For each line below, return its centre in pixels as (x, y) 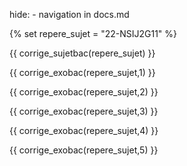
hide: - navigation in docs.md (69, 14)
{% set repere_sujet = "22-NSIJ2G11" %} (93, 33)
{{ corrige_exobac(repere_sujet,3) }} (84, 111)
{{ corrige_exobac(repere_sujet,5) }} (84, 150)
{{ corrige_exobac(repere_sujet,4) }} (84, 130)
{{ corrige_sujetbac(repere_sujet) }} (82, 53)
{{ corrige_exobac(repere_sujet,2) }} (84, 92)
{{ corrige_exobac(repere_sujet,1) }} (82, 72)
